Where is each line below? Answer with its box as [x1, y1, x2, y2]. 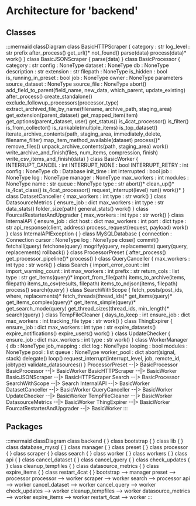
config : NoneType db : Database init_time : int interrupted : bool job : [6, 168, 172, 174]
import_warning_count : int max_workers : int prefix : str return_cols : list [6, 268, 180, 274]
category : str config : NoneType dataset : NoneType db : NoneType [6, 62, 169, 69]
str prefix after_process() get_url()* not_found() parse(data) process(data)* [6, 49, 187, 56]
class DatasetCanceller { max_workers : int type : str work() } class [6, 193, 167, 200]
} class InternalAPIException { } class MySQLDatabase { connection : [6, 230, 173, 237]
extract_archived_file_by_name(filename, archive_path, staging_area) [6, 106, 172, 112]
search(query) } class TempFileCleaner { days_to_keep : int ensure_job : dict [6, 311, 190, 318]
